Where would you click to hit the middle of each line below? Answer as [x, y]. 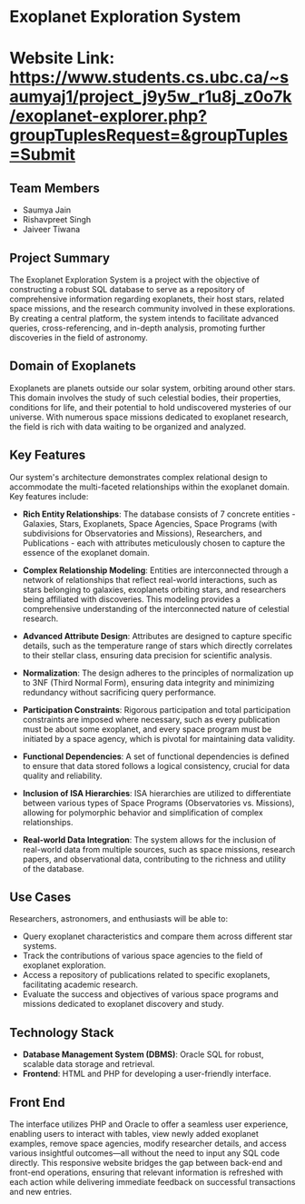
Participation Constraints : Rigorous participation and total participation [156, 709]
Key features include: [49, 496]
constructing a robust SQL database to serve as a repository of [127, 289]
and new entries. [41, 1192]
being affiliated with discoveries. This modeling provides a [131, 599]
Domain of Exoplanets [73, 366]
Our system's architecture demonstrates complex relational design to [138, 477]
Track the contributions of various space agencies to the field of [143, 956]
